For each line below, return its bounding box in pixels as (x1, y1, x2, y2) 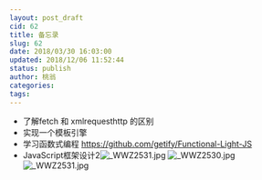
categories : (9, 81, 55, 90)
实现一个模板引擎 (22, 126, 88, 137)
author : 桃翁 (9, 73, 57, 82)
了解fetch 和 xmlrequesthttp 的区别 (22, 115, 154, 126)
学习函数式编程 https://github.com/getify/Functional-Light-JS (22, 138, 253, 149)
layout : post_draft (9, 13, 84, 23)
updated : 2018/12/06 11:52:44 (9, 55, 125, 65)
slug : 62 (9, 38, 43, 48)
